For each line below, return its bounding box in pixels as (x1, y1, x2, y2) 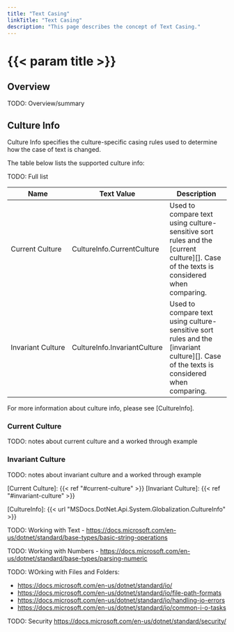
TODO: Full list (7, 172, 49, 181)
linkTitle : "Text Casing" (7, 17, 82, 24)
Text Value (99, 189, 136, 199)
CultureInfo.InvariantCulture (72, 343, 163, 353)
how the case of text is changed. (7, 146, 101, 154)
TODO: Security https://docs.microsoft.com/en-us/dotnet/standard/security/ (7, 617, 226, 625)
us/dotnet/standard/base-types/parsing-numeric (7, 554, 148, 562)
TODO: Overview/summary (7, 99, 85, 108)
